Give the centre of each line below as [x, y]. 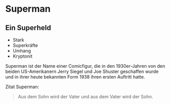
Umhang [22, 51]
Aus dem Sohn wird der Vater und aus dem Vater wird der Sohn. [86, 97]
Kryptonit [23, 56]
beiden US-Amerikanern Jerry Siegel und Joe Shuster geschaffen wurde [82, 71]
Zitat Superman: [22, 87]
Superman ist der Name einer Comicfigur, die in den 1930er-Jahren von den [85, 66]
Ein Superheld [28, 28]
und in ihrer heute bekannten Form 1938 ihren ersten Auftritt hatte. [75, 77]
